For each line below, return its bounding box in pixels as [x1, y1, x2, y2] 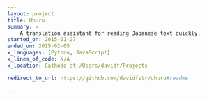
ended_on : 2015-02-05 [7, 43, 70, 49]
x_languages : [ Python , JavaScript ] [7, 49, 111, 56]
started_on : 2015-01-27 [7, 36, 77, 43]
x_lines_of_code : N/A [7, 56, 70, 63]
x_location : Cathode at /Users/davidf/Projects [7, 62, 148, 69]
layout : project [7, 10, 54, 17]
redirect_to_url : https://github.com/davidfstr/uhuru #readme [7, 75, 189, 82]
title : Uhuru [7, 17, 45, 24]
